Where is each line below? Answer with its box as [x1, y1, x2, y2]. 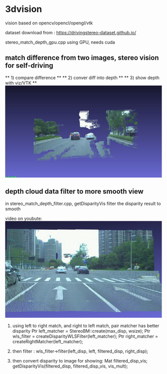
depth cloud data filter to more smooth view [5, 187, 144, 196]
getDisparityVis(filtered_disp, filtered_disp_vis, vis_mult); [12, 363, 128, 369]
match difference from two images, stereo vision [5, 54, 159, 62]
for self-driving [5, 61, 54, 70]
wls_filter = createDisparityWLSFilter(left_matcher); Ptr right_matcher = [12, 333, 158, 339]
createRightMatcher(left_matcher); [12, 338, 83, 344]
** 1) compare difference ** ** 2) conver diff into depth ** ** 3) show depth [5, 75, 160, 81]
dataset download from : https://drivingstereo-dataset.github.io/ [5, 29, 137, 35]
